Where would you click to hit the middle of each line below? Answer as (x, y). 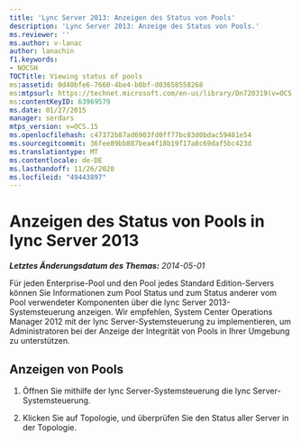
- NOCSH (24, 69)
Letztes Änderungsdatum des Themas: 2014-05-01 (107, 266)
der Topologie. (50, 428)
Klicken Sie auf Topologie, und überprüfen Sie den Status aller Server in (155, 418)
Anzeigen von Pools (67, 369)
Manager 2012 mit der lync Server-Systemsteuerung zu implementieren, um (150, 322)
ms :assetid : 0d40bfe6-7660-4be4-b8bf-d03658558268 (106, 85)
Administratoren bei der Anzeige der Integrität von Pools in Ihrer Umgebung (150, 331)
